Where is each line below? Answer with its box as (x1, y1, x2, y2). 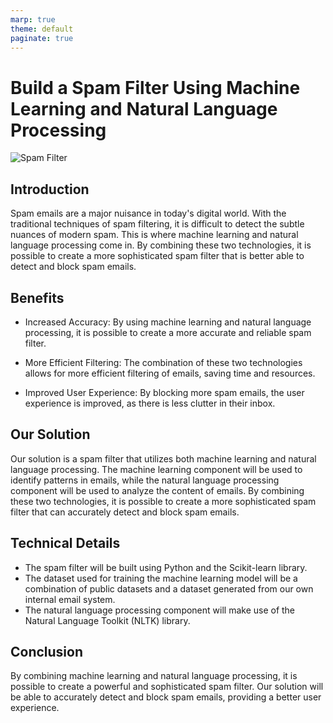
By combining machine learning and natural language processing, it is (10, 670, 298, 682)
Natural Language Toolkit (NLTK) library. (24, 614, 191, 626)
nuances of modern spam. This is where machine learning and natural (10, 229, 299, 241)
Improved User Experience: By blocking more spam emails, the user (24, 386, 305, 398)
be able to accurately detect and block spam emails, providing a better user (10, 691, 322, 703)
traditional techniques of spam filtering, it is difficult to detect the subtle (10, 218, 305, 230)
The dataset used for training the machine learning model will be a (24, 572, 298, 584)
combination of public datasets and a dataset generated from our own (24, 582, 314, 595)
